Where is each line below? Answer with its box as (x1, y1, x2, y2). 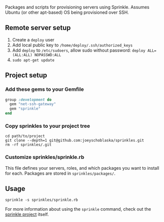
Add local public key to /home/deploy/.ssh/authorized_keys (12, 42, 133, 48)
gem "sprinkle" (9, 106, 41, 111)
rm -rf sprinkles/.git (5, 143, 52, 148)
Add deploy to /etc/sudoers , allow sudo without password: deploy (12, 47, 146, 53)
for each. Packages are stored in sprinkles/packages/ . (5, 170, 116, 176)
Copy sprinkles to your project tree (5, 122, 90, 129)
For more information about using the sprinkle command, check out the (5, 206, 151, 212)
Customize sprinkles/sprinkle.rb (5, 154, 85, 161)
